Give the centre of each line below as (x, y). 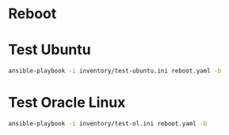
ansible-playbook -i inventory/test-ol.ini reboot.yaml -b (108, 123)
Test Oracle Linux (67, 103)
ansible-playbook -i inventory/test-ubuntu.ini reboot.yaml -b (115, 71)
